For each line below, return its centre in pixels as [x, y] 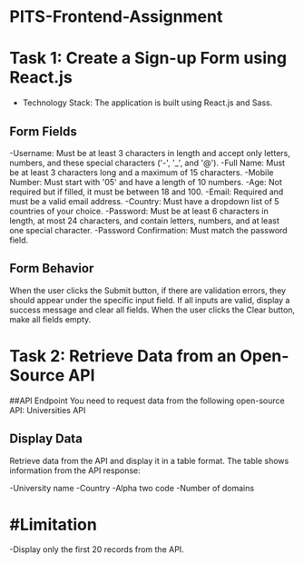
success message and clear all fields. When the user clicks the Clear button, [152, 310]
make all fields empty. [50, 319]
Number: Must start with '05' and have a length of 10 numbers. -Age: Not [146, 182]
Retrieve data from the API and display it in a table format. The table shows [149, 460]
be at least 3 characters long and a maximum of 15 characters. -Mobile [142, 172]
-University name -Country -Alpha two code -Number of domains [132, 488]
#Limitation [53, 524]
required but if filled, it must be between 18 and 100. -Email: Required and [147, 192]
